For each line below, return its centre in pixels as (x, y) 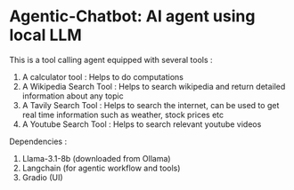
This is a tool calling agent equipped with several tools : (111, 59)
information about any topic (73, 96)
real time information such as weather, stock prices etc (123, 115)
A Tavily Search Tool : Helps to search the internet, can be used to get (151, 105)
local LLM (45, 35)
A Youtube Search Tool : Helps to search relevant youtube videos (142, 124)
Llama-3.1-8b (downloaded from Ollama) (96, 158)
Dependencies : (38, 141)
